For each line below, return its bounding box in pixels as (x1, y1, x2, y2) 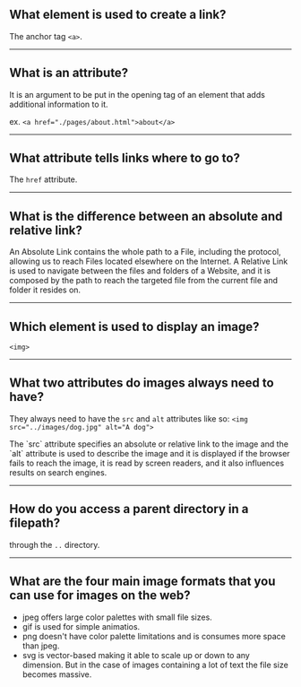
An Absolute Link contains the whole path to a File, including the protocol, (9, 247, 281, 257)
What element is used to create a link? (9, 7, 227, 22)
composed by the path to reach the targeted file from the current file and (9, 275, 279, 286)
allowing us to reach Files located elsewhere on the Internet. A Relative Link (9, 256, 288, 267)
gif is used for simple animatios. (21, 621, 141, 631)
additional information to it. (9, 99, 109, 109)
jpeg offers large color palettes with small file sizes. (21, 612, 212, 622)
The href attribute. (9, 174, 78, 185)
